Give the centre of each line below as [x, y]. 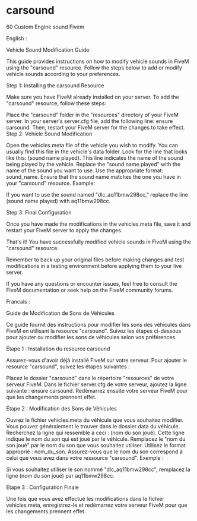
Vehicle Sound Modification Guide [48, 50]
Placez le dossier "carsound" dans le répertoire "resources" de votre [90, 378]
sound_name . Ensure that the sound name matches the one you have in [93, 176]
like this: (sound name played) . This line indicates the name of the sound [95, 157]
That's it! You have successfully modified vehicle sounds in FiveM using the [99, 242]
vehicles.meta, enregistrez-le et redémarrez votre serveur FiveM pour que [97, 505]
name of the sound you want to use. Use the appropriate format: [85, 170]
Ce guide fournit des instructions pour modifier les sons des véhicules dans [99, 324]
